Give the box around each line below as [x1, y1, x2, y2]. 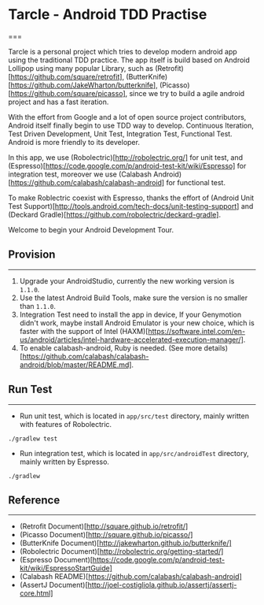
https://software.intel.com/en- [148, 326, 246, 336]
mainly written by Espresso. [19, 457, 110, 466]
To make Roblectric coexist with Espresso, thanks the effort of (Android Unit [8, 193, 255, 202]
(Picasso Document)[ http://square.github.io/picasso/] [19, 530, 193, 540]
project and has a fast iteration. [8, 97, 109, 106]
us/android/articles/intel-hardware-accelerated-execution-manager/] [19, 335, 244, 344]
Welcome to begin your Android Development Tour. [8, 225, 174, 234]
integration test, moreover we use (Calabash [8, 169, 152, 179]
